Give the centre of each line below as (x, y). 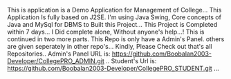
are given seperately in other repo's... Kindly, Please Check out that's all (110, 46)
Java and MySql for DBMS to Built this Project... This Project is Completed (112, 24)
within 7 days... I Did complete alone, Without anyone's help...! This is (106, 32)
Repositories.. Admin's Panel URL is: (59, 54)
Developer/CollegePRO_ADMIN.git (56, 61)
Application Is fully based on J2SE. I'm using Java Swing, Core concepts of (114, 17)
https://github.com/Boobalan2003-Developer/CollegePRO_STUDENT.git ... (113, 68)
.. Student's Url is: (131, 61)
